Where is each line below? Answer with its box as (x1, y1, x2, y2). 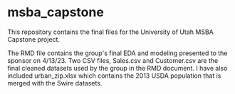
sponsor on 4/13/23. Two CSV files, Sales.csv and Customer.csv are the (7, 56, 219, 64)
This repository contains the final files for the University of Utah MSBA (7, 28, 214, 36)
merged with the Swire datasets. (7, 78, 103, 87)
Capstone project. (7, 35, 61, 43)
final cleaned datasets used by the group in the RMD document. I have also (7, 64, 228, 72)
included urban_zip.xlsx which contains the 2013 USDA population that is (7, 71, 221, 80)
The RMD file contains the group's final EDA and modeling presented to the (7, 49, 228, 57)
